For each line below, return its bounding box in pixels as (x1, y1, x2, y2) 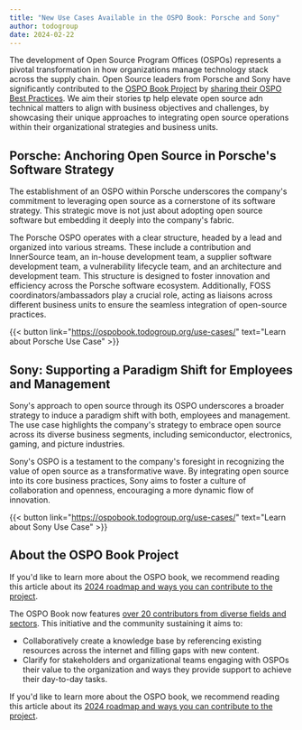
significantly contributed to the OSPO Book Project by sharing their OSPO (9, 83, 282, 95)
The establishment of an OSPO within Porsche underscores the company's (9, 186, 288, 197)
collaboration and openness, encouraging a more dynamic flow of (9, 485, 254, 495)
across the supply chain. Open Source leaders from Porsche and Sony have (9, 74, 291, 85)
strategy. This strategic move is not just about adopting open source (9, 205, 263, 217)
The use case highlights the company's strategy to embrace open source (9, 420, 281, 430)
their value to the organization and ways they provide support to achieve (22, 664, 292, 675)
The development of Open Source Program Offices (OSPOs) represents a (9, 55, 282, 66)
